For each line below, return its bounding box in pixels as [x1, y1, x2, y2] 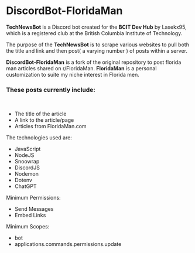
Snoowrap [14, 158, 40, 165]
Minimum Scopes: [6, 223, 50, 230]
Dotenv [14, 177, 32, 184]
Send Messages [14, 206, 54, 213]
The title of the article [14, 110, 67, 118]
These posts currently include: [6, 86, 95, 94]
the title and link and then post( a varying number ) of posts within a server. [6, 47, 187, 54]
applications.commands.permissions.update [14, 241, 122, 248]
